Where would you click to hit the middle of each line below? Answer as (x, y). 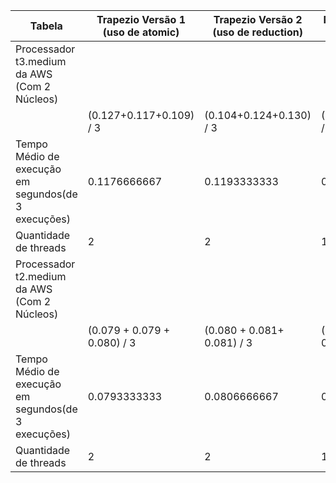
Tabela (46, 26)
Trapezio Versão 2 (258, 19)
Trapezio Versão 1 (141, 19)
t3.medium (41, 61)
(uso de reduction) (257, 32)
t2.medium (41, 276)
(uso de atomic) (141, 32)
